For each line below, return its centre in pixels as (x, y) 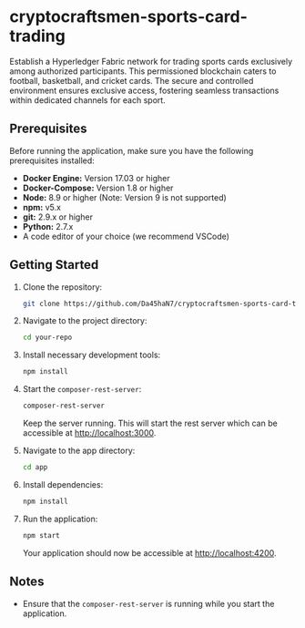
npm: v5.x (42, 207)
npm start (41, 535)
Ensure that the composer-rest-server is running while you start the (148, 603)
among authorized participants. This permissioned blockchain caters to (143, 71)
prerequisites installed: (52, 160)
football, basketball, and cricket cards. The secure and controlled (132, 80)
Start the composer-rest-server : (82, 389)
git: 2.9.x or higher (58, 217)
